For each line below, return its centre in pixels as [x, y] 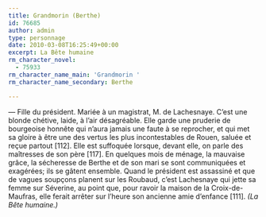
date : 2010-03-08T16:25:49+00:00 [64, 45]
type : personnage [37, 38]
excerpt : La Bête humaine [51, 52]
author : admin [32, 30]
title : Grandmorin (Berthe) [55, 15]
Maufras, [23, 196]
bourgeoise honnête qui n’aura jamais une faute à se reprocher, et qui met [129, 129]
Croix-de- [227, 188]
